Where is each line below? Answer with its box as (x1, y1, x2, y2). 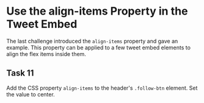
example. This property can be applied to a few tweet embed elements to (6, 44, 191, 51)
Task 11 (6, 68, 34, 79)
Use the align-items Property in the (6, 4, 188, 18)
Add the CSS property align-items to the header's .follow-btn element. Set (6, 84, 198, 91)
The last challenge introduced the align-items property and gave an (6, 37, 178, 44)
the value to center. (6, 90, 55, 98)
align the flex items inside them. (6, 50, 87, 57)
